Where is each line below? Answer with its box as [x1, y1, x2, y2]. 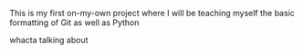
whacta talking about [9, 35, 89, 45]
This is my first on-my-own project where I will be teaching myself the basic [9, 8, 295, 18]
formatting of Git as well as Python [9, 17, 140, 28]
